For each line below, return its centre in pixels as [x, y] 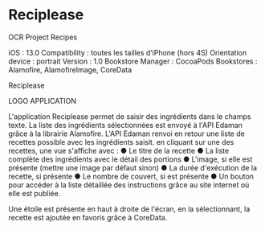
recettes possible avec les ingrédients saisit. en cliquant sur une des [121, 142]
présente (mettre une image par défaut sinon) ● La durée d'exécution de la [132, 167]
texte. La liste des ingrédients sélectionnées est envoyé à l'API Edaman [126, 125]
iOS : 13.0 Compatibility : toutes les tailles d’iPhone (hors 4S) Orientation [128, 52]
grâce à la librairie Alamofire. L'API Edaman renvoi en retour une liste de [126, 133]
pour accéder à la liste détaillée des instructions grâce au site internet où [129, 185]
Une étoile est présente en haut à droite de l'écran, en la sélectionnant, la [129, 209]
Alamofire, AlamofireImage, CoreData [70, 69]
